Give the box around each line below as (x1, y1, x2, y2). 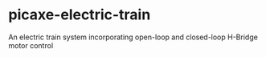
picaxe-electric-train (8, 6, 151, 24)
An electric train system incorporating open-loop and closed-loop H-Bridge (8, 32, 259, 42)
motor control (8, 40, 54, 50)
